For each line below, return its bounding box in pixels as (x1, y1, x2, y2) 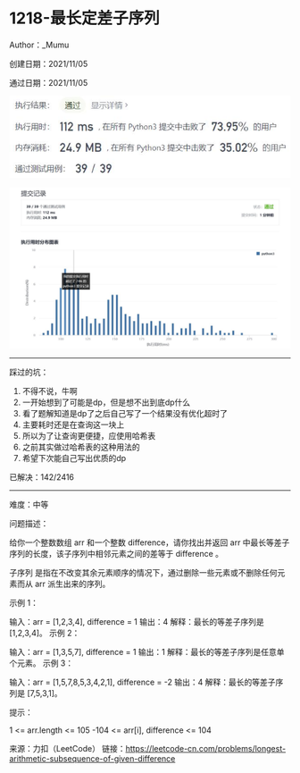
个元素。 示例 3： (9, 658, 74, 668)
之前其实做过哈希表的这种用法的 (21, 441, 140, 452)
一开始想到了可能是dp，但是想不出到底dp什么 (21, 397, 191, 408)
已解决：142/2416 (9, 472, 74, 483)
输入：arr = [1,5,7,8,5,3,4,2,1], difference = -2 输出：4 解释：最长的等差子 (9, 676, 276, 688)
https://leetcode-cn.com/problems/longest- (125, 744, 287, 754)
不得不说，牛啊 (21, 386, 78, 397)
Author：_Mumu (9, 39, 70, 50)
